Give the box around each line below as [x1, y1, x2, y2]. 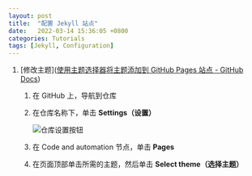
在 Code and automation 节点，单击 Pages [32, 142, 175, 152]
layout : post [8, 11, 53, 20]
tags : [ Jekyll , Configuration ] [8, 42, 114, 50]
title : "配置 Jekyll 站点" [8, 19, 99, 27]
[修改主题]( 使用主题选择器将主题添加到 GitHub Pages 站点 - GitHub [19, 65, 244, 75]
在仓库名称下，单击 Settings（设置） [32, 108, 156, 118]
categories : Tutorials [8, 34, 85, 43]
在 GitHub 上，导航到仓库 [32, 90, 117, 101]
